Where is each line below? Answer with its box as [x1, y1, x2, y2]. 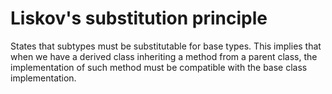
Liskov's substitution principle [10, 7, 268, 30]
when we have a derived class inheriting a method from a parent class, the [10, 50, 318, 62]
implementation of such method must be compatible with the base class [10, 61, 308, 73]
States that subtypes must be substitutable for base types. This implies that [10, 40, 322, 52]
